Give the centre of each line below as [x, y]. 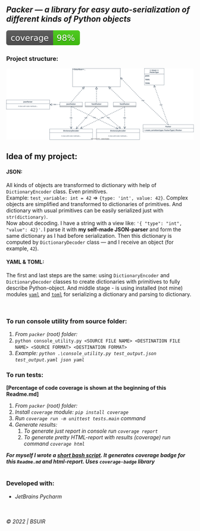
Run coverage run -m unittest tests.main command [80, 418]
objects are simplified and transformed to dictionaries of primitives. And [94, 204]
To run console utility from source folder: [67, 321]
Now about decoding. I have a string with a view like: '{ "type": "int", [94, 223]
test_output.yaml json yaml [49, 360]
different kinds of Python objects [69, 19]
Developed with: [30, 483]
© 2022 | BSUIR [26, 521]
